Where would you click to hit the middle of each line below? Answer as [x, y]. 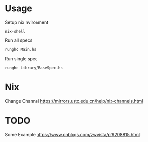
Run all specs [19, 40]
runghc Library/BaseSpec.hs [34, 68]
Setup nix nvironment [27, 22]
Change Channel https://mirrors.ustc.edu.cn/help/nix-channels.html [74, 101]
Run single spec [21, 58]
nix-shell [15, 31]
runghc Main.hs [21, 49]
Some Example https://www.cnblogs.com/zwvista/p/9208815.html [72, 134]
